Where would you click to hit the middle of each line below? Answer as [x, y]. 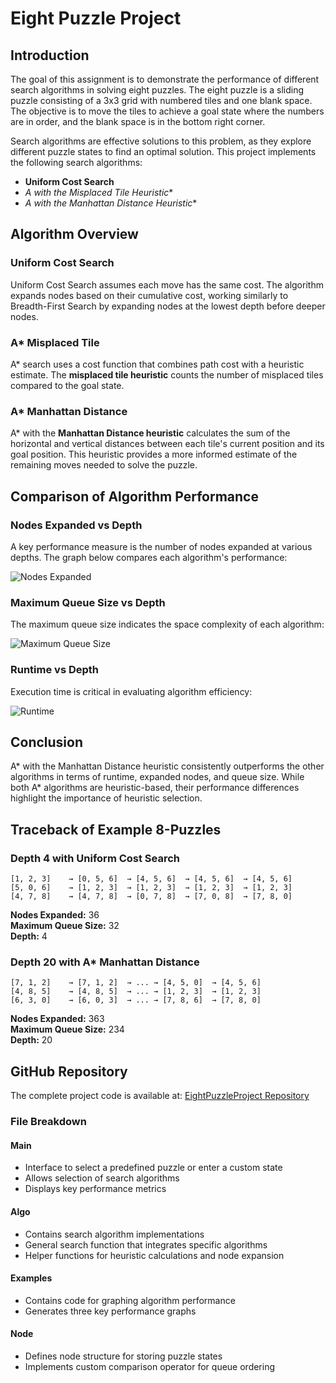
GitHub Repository [69, 1071]
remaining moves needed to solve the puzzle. [104, 465]
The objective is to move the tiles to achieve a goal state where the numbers [167, 111]
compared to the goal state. [67, 385]
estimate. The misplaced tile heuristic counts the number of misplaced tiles [167, 374]
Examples [31, 1278]
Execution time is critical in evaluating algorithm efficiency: [131, 691]
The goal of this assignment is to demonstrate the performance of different [165, 79]
